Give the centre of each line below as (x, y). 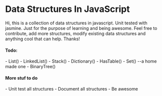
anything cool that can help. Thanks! (43, 39)
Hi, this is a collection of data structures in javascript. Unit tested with (77, 23)
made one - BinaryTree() (30, 67)
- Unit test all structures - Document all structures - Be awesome (72, 89)
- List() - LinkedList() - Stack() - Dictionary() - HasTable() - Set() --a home (81, 61)
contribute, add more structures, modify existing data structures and (76, 33)
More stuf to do (21, 78)
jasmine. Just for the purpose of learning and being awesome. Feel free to (81, 28)
